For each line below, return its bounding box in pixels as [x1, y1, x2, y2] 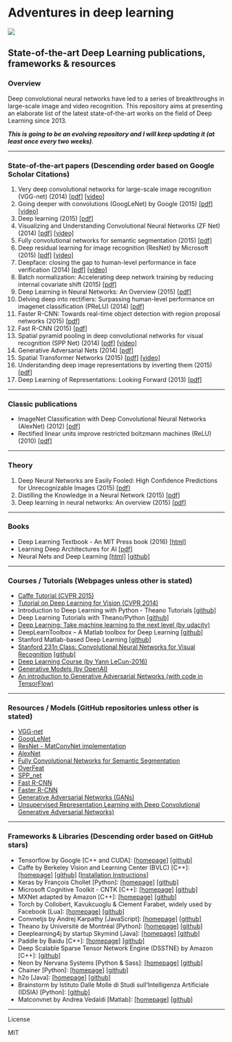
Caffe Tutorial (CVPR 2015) [17, 592, 94, 600]
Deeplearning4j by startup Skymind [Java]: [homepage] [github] [17, 929, 200, 937]
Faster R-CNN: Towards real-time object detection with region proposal [17, 309, 221, 318]
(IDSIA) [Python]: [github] [17, 988, 90, 996]
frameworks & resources [8, 58, 116, 70]
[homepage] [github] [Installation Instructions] [17, 870, 149, 879]
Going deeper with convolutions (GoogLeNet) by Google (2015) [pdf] [17, 199, 213, 208]
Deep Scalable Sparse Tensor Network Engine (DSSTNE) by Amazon [17, 943, 213, 952]
